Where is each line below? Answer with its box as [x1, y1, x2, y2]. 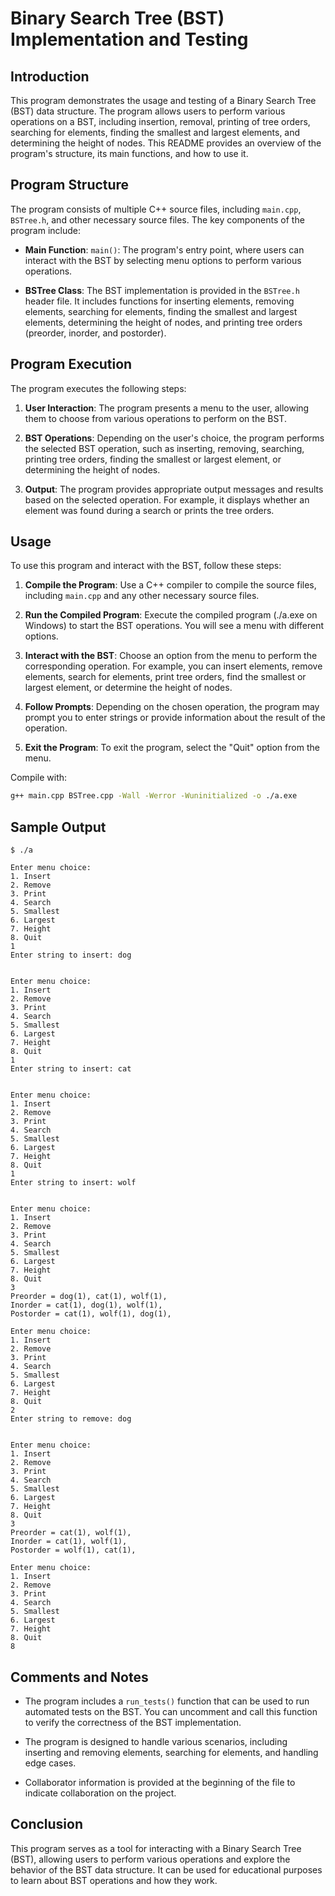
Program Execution [10, 356, 133, 373]
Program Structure [10, 177, 130, 194]
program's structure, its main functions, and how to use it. [10, 148, 249, 159]
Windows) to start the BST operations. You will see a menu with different [24, 620, 324, 632]
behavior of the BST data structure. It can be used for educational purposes [10, 1863, 323, 1876]
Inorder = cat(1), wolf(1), [10, 1537, 128, 1547]
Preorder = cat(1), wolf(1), [10, 1528, 132, 1538]
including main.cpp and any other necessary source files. [24, 590, 260, 602]
